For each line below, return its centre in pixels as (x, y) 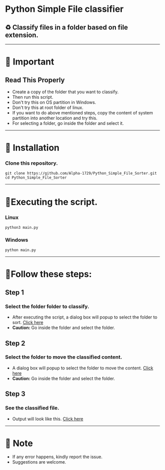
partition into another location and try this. (55, 118)
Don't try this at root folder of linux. (48, 108)
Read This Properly (35, 80)
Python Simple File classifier (64, 9)
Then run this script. (33, 97)
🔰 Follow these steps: (49, 274)
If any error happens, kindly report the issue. (57, 457)
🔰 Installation (32, 148)
